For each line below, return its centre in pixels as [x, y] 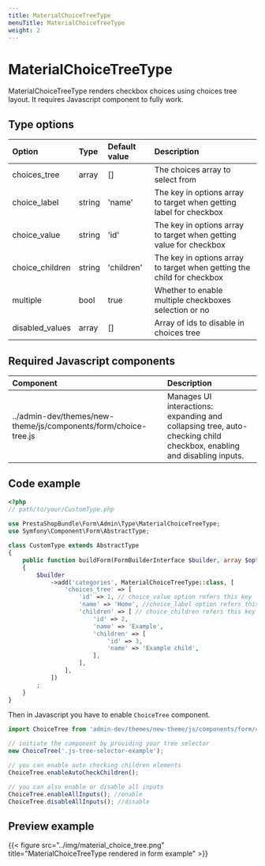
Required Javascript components [92, 361]
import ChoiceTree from [47, 729]
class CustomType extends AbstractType [74, 546]
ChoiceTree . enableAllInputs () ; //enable [76, 794]
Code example [45, 484]
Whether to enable [188, 291]
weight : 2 [24, 30]
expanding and [195, 416]
